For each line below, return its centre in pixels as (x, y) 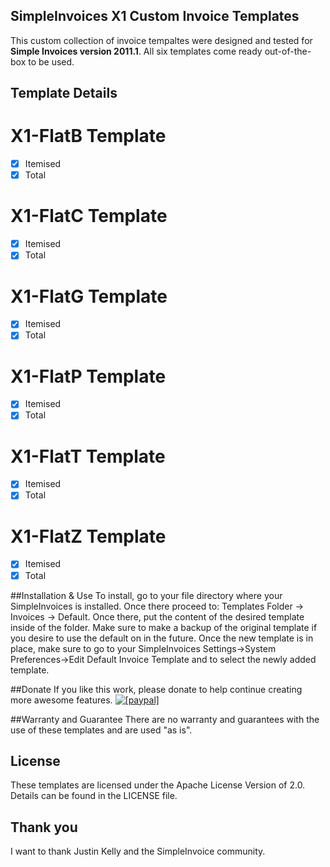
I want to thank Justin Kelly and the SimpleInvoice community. (138, 851)
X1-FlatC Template (89, 216)
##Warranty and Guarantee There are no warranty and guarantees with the (165, 719)
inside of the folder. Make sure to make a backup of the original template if (164, 627)
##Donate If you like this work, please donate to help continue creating (156, 689)
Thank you (44, 827)
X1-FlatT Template (88, 456)
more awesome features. (61, 700)
